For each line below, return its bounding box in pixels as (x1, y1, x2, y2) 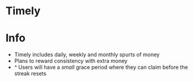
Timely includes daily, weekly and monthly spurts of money (14, 51, 160, 58)
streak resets (14, 70, 47, 77)
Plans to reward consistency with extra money (14, 58, 128, 65)
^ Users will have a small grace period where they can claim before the (14, 64, 188, 71)
